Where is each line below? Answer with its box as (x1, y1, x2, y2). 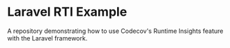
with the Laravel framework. (7, 34, 88, 42)
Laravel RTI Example (7, 4, 128, 20)
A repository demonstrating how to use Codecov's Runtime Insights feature (7, 27, 224, 35)
